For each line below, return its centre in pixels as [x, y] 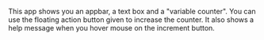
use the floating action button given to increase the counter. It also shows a [131, 20]
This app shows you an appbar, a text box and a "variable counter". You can [132, 11]
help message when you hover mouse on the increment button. [112, 28]
